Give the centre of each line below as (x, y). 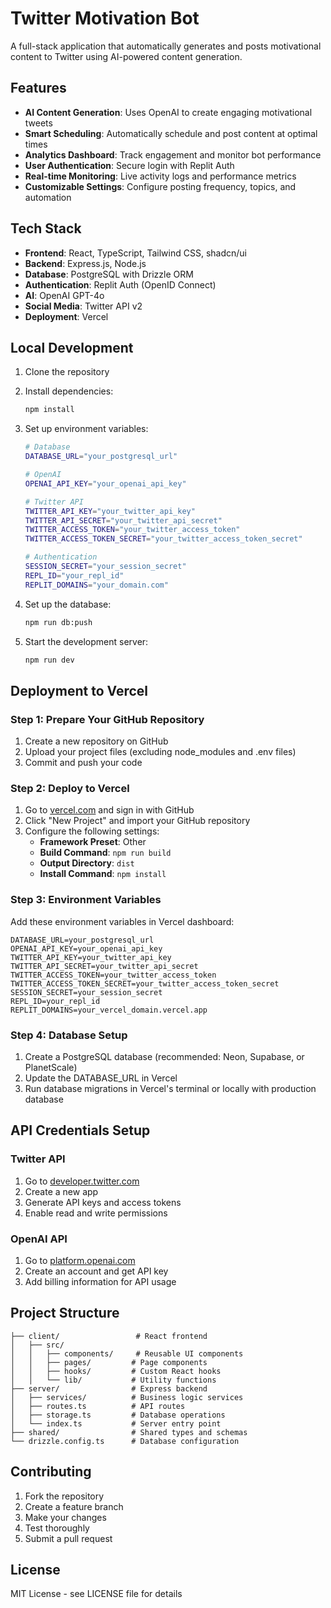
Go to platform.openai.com (80, 1260)
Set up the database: (68, 604)
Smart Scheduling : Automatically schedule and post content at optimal (171, 133)
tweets (38, 123)
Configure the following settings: (92, 831)
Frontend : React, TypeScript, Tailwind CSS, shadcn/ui (135, 253)
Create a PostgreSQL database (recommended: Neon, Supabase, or (164, 1056)
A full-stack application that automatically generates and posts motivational (166, 46)
